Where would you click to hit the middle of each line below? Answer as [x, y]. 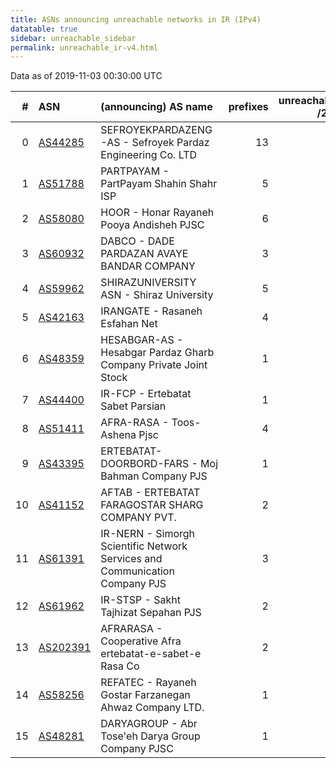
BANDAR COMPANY [148, 266]
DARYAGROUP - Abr [149, 724]
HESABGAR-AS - [142, 340]
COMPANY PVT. [138, 518]
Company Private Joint [154, 365]
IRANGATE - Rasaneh [151, 311]
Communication [137, 571]
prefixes [248, 107]
